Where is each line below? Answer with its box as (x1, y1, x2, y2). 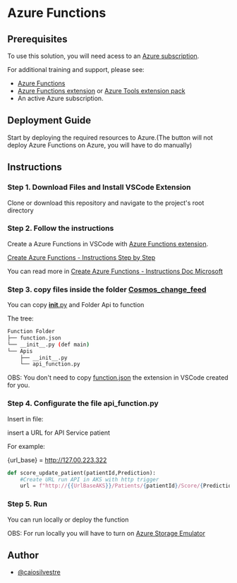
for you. (7, 381, 30, 390)
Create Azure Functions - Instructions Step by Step (7, 253, 156, 262)
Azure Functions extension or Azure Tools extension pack (17, 87, 186, 95)
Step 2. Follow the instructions (7, 224, 114, 234)
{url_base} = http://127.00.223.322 (7, 455, 107, 464)
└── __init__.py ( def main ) (7, 341, 90, 348)
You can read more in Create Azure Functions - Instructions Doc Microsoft (7, 267, 224, 275)
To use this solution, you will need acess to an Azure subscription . (7, 52, 200, 60)
